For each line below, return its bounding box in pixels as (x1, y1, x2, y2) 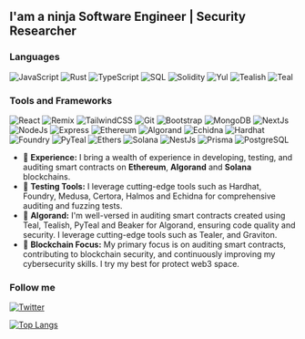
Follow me (9, 281, 56, 293)
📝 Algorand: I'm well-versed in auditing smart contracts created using (22, 210, 286, 221)
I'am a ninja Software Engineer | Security (9, 9, 246, 25)
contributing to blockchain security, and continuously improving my (22, 248, 276, 260)
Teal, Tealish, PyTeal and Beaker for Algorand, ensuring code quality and (22, 220, 296, 231)
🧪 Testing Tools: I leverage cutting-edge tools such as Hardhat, (22, 180, 262, 191)
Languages (9, 51, 61, 64)
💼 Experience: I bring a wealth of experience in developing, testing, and (22, 151, 293, 162)
